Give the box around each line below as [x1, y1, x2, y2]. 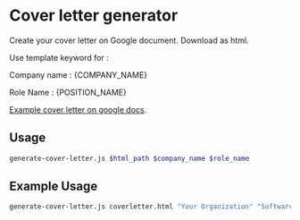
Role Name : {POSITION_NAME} [9, 87, 127, 97]
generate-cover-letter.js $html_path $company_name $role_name [9, 154, 250, 163]
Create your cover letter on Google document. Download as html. [9, 35, 249, 46]
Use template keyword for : [9, 52, 109, 63]
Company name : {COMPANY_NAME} [9, 69, 148, 80]
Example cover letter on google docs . [9, 104, 147, 114]
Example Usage [9, 179, 98, 194]
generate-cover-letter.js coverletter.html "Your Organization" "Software [9, 202, 294, 211]
